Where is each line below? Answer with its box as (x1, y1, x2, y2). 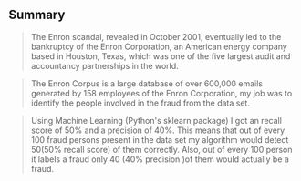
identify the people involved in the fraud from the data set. (30, 97, 250, 108)
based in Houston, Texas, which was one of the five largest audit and (30, 50, 291, 62)
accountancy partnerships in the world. (30, 60, 179, 71)
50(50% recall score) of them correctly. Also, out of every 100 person (30, 144, 293, 155)
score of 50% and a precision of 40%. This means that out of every (30, 125, 285, 136)
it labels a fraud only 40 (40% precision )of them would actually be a (30, 154, 289, 165)
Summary (8, 7, 66, 23)
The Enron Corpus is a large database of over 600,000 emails (30, 77, 264, 89)
